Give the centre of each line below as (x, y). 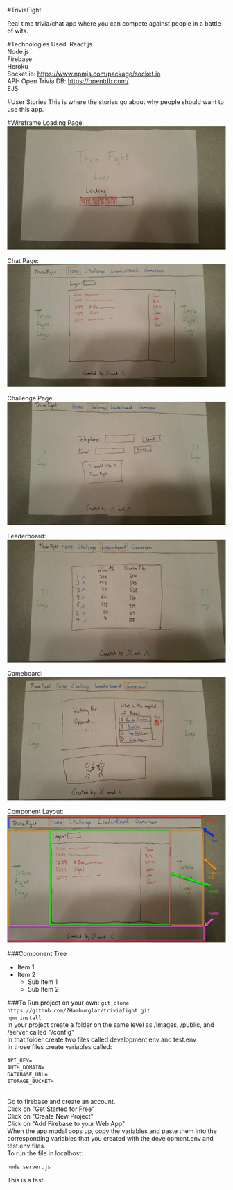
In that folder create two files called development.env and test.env (102, 1039)
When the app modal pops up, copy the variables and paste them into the (112, 1131)
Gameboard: (25, 673)
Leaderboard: (27, 536)
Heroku (18, 66)
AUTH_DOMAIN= (26, 1068)
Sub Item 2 (43, 989)
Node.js (18, 52)
